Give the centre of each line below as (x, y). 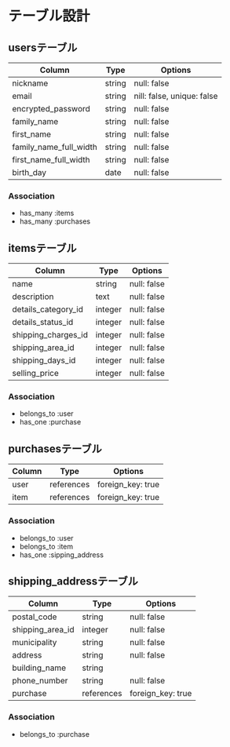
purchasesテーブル (55, 448)
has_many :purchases (55, 221)
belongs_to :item (46, 546)
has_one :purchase (50, 422)
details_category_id (48, 309)
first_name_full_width (51, 160)
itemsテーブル (42, 248)
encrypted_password (51, 109)
